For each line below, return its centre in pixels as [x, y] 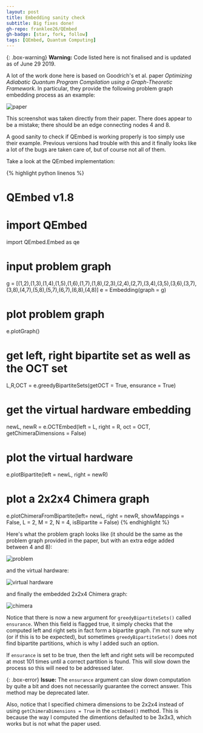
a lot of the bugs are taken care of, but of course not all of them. [86, 150]
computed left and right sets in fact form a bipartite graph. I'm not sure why [100, 630]
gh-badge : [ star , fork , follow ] [47, 35]
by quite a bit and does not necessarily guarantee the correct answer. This [99, 686]
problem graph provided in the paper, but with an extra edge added [90, 540]
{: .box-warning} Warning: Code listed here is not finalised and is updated [99, 57]
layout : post [23, 12]
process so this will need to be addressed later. [65, 667]
